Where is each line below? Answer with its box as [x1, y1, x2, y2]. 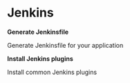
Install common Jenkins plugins [7, 68, 98, 76]
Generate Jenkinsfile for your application [7, 41, 124, 49]
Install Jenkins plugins [7, 54, 74, 63]
